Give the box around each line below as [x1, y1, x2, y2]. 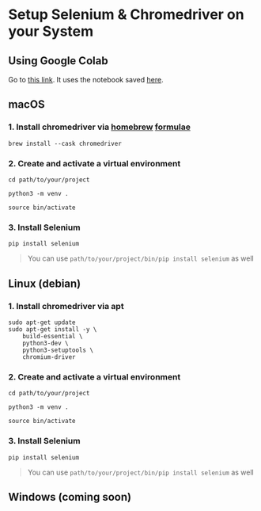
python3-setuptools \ [22, 346, 93, 354]
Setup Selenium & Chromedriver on [8, 6, 244, 24]
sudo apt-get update [8, 318, 77, 326]
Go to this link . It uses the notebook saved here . [8, 75, 164, 84]
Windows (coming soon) [8, 490, 132, 504]
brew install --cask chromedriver [8, 139, 123, 147]
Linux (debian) [8, 276, 81, 290]
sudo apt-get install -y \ [8, 325, 97, 334]
